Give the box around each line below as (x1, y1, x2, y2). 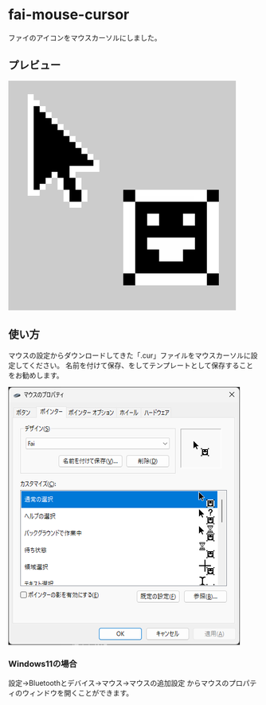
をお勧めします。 (8, 370, 64, 380)
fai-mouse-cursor (8, 6, 130, 24)
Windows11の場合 (8, 659, 77, 670)
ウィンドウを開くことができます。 (22, 687, 134, 698)
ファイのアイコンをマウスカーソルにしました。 (8, 33, 162, 42)
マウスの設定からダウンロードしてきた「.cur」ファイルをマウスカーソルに (8, 351, 251, 360)
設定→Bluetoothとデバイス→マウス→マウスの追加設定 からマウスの (8, 678, 229, 687)
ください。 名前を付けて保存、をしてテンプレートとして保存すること (29, 360, 253, 370)
